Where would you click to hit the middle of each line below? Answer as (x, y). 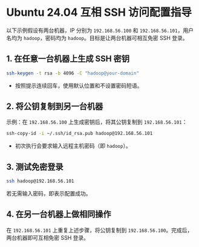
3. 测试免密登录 (35, 167)
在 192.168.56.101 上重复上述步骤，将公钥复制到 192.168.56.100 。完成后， (99, 230)
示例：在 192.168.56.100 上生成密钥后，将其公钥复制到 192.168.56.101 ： (97, 122)
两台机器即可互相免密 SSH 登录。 (48, 237)
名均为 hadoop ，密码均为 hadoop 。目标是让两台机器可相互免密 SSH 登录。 (97, 38)
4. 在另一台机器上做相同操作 (59, 215)
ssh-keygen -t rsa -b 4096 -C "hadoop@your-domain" (73, 73)
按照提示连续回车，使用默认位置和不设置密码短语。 (79, 85)
